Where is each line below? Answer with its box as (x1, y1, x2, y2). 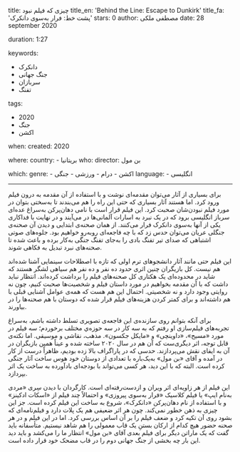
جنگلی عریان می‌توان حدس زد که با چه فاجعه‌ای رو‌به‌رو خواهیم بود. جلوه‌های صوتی (8, 228, 225, 236)
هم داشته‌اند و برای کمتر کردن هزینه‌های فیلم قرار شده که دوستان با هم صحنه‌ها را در (8, 295, 231, 303)
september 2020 (8, 21, 58, 29)
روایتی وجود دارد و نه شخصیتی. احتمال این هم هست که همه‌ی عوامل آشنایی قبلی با (8, 287, 228, 295)
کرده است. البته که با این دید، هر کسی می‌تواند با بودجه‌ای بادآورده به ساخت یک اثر (8, 361, 225, 370)
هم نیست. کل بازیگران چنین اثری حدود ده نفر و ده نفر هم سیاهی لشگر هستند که (8, 264, 221, 273)
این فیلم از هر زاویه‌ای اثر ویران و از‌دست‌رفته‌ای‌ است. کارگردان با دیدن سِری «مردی (8, 383, 230, 391)
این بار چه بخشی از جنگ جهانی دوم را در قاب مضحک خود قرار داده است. (8, 436, 201, 444)
